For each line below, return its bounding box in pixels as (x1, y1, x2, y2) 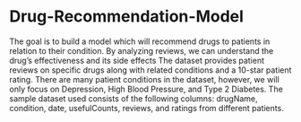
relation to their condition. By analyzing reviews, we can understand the (9, 45, 274, 56)
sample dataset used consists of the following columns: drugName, (9, 92, 258, 104)
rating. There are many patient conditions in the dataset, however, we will (9, 74, 279, 84)
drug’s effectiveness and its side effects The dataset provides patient (9, 55, 265, 65)
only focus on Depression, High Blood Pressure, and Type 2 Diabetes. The (9, 83, 284, 94)
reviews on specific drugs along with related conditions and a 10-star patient (9, 65, 292, 75)
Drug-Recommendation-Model (9, 6, 245, 27)
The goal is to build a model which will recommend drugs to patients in (9, 36, 271, 47)
